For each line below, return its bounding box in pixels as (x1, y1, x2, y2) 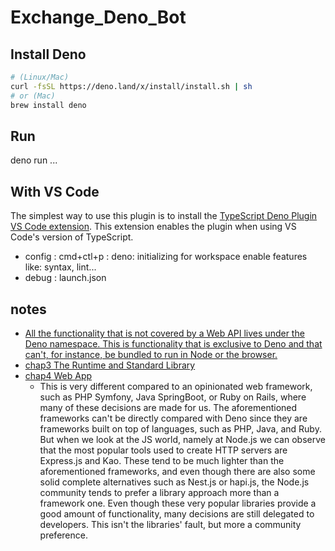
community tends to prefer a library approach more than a (39, 486, 280, 498)
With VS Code (10, 183, 100, 200)
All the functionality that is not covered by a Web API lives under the (24, 327, 305, 339)
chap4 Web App (24, 369, 93, 381)
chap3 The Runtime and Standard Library (24, 359, 196, 371)
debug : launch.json (24, 272, 107, 284)
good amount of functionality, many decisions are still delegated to (39, 507, 315, 520)
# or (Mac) (10, 91, 56, 101)
